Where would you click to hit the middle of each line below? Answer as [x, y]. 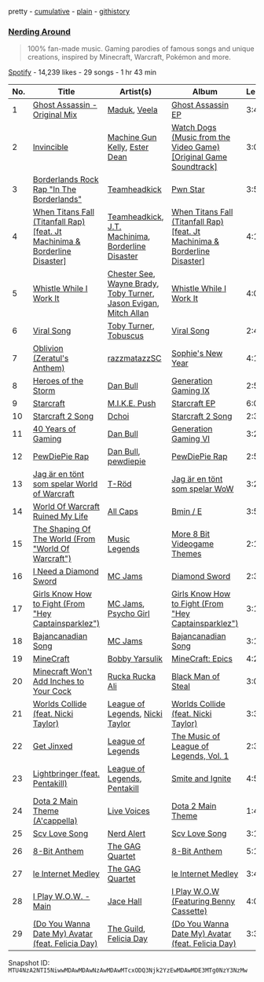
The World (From [64, 539]
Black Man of [196, 676]
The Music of [196, 736]
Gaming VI [191, 439]
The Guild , [126, 929]
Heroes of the [58, 381]
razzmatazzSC [134, 358]
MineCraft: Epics [202, 659]
